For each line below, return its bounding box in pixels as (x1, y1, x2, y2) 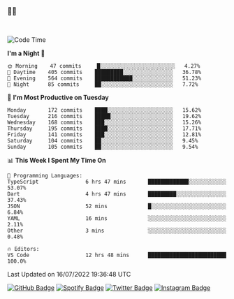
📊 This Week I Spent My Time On (7, 156, 106, 165)
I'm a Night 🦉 (7, 49, 45, 58)
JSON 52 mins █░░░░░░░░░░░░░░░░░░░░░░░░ (7, 203, 227, 210)
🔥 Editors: (7, 246, 40, 253)
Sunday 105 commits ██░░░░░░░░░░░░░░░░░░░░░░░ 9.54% (7, 143, 198, 151)
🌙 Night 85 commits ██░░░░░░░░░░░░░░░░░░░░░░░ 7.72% (7, 81, 198, 88)
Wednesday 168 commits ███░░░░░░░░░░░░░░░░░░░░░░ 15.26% (7, 119, 201, 126)
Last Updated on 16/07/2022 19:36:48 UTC (7, 270, 131, 279)
